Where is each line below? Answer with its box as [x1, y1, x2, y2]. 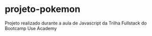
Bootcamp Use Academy [5, 25, 57, 31]
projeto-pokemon [5, 3, 81, 15]
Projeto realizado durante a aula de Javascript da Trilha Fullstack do [5, 20, 147, 26]
